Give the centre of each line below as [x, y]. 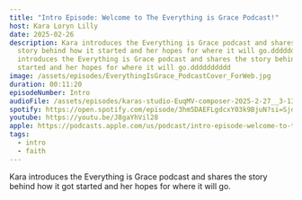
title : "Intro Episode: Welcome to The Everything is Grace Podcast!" [144, 17]
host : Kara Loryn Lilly [54, 26]
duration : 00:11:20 [46, 84]
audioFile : [30, 101]
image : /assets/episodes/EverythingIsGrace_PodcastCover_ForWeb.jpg [140, 76]
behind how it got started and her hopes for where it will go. [120, 186]
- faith [32, 151]
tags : [19, 135]
